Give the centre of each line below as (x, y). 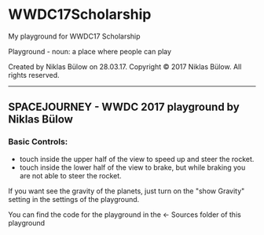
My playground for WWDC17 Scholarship (74, 36)
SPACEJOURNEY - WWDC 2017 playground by (124, 107)
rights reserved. (34, 75)
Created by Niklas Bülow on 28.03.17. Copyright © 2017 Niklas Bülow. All (125, 66)
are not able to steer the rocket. (70, 175)
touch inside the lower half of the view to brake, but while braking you (132, 167)
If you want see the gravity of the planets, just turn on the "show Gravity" (126, 191)
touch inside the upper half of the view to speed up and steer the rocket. (137, 159)
